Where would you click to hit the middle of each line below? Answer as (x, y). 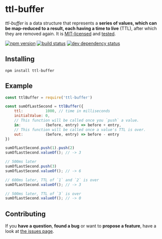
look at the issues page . (30, 231)
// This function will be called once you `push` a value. (77, 120)
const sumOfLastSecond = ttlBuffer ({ (44, 106)
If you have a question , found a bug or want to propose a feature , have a (81, 226)
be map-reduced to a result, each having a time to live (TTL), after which (81, 28)
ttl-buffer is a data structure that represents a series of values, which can (81, 23)
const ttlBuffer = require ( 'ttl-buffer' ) (49, 97)
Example (19, 86)
